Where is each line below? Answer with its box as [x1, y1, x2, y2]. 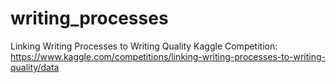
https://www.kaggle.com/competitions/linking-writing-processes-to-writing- [10, 50, 327, 62]
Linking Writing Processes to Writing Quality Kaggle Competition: [10, 40, 278, 52]
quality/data [10, 61, 60, 73]
